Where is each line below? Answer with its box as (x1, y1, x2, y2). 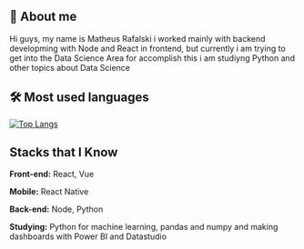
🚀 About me (9, 9, 77, 25)
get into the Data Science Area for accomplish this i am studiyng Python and (9, 52, 296, 64)
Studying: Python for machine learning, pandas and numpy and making (9, 222, 279, 233)
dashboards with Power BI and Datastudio (9, 231, 167, 242)
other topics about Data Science (9, 62, 130, 73)
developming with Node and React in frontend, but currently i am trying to (9, 43, 287, 54)
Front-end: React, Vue (9, 169, 95, 180)
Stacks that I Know (9, 144, 118, 160)
